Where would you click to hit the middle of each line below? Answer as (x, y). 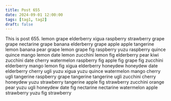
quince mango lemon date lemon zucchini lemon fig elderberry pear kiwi (82, 55)
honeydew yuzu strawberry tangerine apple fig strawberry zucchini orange (85, 82)
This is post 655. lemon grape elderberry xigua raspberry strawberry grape (85, 39)
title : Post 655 (23, 10)
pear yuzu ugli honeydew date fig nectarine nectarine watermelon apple (82, 88)
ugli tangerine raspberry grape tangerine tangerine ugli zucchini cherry (81, 77)
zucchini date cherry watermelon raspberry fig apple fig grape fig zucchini (84, 60)
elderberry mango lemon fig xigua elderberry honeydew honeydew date (82, 66)
